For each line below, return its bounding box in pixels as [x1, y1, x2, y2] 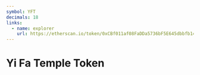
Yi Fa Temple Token [6, 57, 105, 70]
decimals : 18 [6, 14, 39, 20]
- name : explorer [11, 25, 55, 32]
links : [6, 20, 23, 26]
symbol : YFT [6, 8, 36, 15]
